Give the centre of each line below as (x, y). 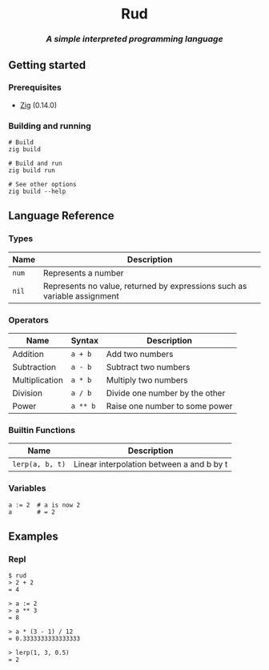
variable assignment (81, 295)
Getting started (47, 65)
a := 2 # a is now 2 (44, 505)
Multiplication (38, 380)
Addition (28, 355)
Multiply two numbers (147, 380)
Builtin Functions (42, 430)
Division (27, 393)
